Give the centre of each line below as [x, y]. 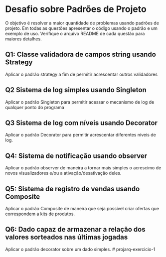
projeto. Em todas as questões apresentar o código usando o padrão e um [82, 28]
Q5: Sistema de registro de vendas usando [73, 189]
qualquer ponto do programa [35, 107]
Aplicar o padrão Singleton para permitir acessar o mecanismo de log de [80, 102]
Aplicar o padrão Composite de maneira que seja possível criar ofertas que [82, 208]
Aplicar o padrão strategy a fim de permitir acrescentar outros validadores [82, 74]
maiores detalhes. [23, 39]
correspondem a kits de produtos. [40, 214]
